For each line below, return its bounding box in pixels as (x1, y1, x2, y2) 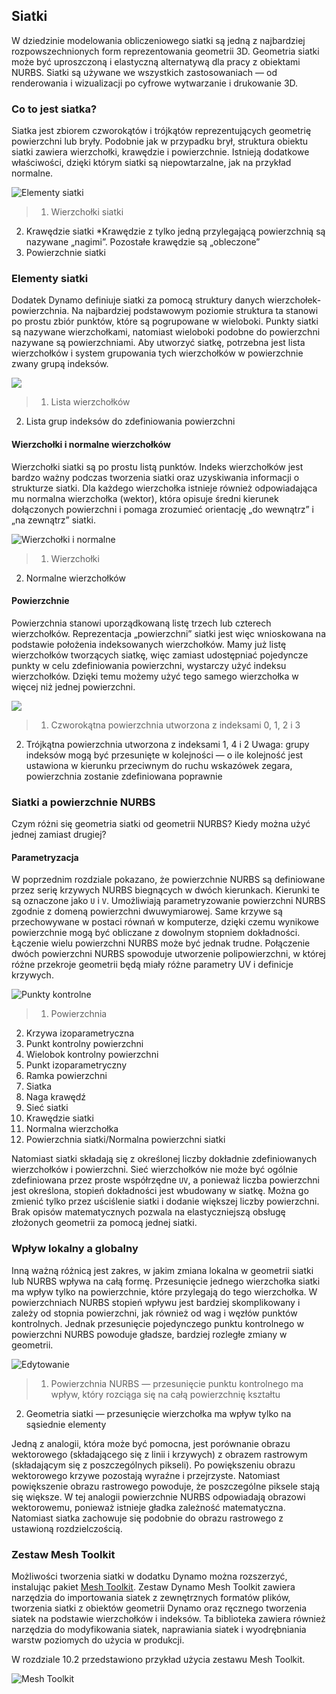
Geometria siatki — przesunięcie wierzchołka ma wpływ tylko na (25, 1407, 292, 1419)
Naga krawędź (25, 1091, 87, 1103)
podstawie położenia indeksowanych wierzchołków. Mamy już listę (11, 638, 287, 650)
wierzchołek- (267, 294, 322, 306)
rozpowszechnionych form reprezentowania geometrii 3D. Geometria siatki (11, 45, 320, 57)
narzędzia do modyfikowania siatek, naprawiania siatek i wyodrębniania (11, 1623, 307, 1635)
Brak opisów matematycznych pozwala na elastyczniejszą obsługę (11, 1206, 286, 1218)
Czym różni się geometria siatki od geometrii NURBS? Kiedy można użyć (11, 818, 311, 830)
